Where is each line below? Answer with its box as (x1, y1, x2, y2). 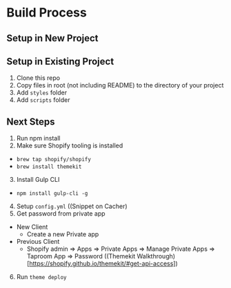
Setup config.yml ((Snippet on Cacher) (16, 202, 128, 211)
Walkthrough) (137, 252, 176, 260)
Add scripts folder (16, 96, 70, 104)
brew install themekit (16, 163, 82, 170)
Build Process (6, 5, 87, 21)
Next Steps (6, 116, 55, 127)
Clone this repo (16, 74, 60, 82)
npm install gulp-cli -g (16, 190, 88, 197)
